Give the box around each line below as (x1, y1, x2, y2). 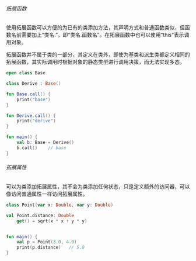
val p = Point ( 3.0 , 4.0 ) (16, 239, 77, 245)
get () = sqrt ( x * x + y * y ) (16, 218, 87, 224)
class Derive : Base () (6, 81, 61, 87)
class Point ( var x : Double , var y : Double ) (6, 202, 114, 208)
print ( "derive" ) (16, 118, 57, 124)
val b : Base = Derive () (16, 140, 75, 146)
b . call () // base (16, 145, 66, 151)
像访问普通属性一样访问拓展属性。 (6, 190, 88, 197)
